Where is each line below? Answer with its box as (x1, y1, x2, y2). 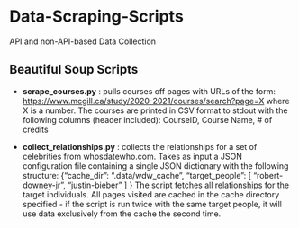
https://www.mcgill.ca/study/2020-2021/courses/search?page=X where (22, 95, 290, 106)
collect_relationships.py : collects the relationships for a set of (22, 141, 258, 152)
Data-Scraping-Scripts (9, 6, 185, 27)
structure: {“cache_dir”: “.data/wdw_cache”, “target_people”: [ (22, 170, 252, 180)
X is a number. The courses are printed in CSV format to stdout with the (22, 105, 288, 116)
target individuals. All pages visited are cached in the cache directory (22, 189, 280, 199)
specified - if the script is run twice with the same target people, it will (22, 198, 282, 209)
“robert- (253, 170, 284, 180)
